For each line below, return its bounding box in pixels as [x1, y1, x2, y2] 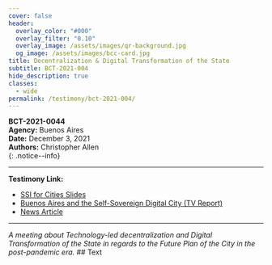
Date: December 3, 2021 [8, 134, 91, 144]
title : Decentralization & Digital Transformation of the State [8, 57, 230, 65]
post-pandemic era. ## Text [8, 247, 103, 257]
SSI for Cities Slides [19, 190, 87, 200]
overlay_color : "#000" [15, 27, 92, 35]
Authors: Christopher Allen [8, 142, 100, 152]
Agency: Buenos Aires [8, 125, 84, 135]
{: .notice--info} [8, 151, 61, 161]
